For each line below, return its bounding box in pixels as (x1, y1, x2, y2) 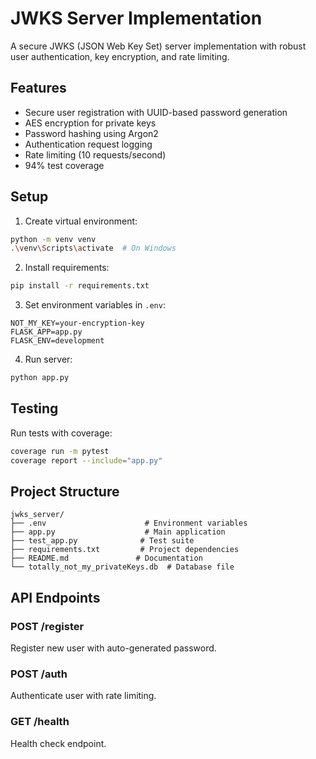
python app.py (10, 373, 70, 383)
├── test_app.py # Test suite (10, 536, 195, 546)
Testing (10, 400, 59, 417)
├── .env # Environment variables (10, 518, 248, 529)
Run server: (24, 353, 73, 366)
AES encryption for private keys (24, 117, 157, 129)
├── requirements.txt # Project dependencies (10, 545, 240, 555)
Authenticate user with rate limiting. (10, 690, 157, 702)
